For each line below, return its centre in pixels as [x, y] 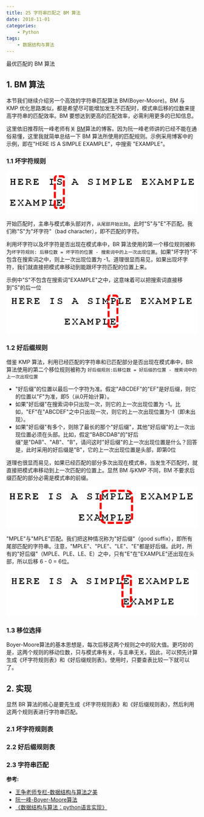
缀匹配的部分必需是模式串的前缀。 [49, 478]
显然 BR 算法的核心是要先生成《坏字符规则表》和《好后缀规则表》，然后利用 [100, 705]
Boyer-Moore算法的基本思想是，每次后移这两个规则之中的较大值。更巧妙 [97, 645]
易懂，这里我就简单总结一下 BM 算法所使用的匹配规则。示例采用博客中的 [102, 136]
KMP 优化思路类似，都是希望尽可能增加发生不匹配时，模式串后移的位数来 [98, 108]
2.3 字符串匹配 [28, 765]
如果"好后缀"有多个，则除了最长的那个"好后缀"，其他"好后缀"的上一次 [102, 427]
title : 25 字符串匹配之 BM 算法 [43, 13]
